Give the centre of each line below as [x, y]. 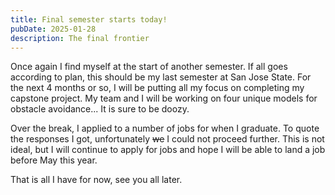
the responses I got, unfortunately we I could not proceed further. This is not [167, 139]
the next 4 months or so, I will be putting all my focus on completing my [157, 88]
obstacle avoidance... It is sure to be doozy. [100, 109]
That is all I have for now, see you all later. [96, 180]
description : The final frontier [80, 38]
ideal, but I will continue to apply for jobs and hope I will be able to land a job [168, 150]
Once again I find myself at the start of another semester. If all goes [149, 67]
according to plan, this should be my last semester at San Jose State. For [161, 77]
